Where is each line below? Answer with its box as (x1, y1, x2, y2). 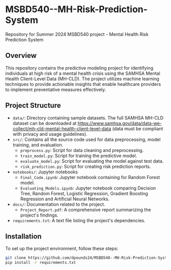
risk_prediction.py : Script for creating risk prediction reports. (20, 163, 151, 169)
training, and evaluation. (12, 141, 64, 148)
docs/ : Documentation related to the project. (12, 201, 105, 207)
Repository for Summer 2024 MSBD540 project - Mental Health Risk (5, 31, 149, 37)
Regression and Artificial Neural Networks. (20, 196, 110, 202)
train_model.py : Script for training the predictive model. (20, 153, 137, 159)
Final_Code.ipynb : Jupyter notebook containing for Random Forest (20, 174, 160, 180)
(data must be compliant (112, 126, 163, 132)
